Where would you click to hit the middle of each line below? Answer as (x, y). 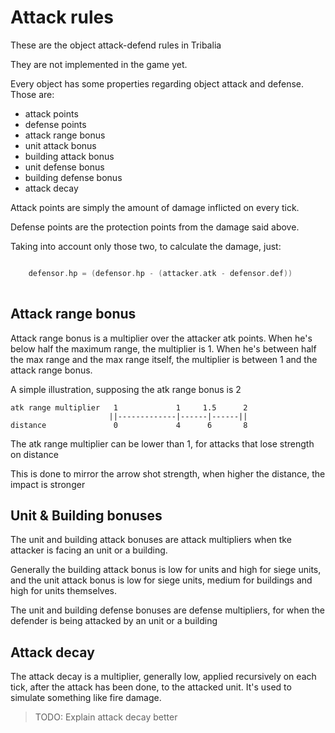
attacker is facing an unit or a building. (89, 550)
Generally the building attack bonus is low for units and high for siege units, (166, 570)
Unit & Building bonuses (86, 515)
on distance (34, 454)
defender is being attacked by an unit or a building (114, 621)
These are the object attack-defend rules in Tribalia (116, 45)
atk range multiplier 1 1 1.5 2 (129, 407)
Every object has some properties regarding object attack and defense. (157, 83)
